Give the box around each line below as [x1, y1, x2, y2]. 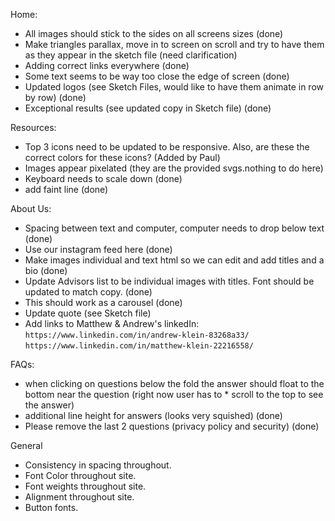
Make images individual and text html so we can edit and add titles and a [24, 254, 325, 266]
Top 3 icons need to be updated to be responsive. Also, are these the [24, 141, 310, 153]
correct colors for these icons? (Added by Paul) [24, 152, 221, 163]
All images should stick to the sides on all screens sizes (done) [24, 28, 284, 39]
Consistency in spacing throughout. [24, 459, 172, 471]
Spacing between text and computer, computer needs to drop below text [24, 222, 325, 234]
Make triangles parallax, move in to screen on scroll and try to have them [24, 39, 325, 50]
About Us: [10, 203, 52, 214]
